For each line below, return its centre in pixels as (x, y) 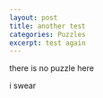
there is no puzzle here (51, 68)
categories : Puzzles (48, 34)
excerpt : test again (48, 43)
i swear (23, 85)
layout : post (34, 18)
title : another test (48, 26)
